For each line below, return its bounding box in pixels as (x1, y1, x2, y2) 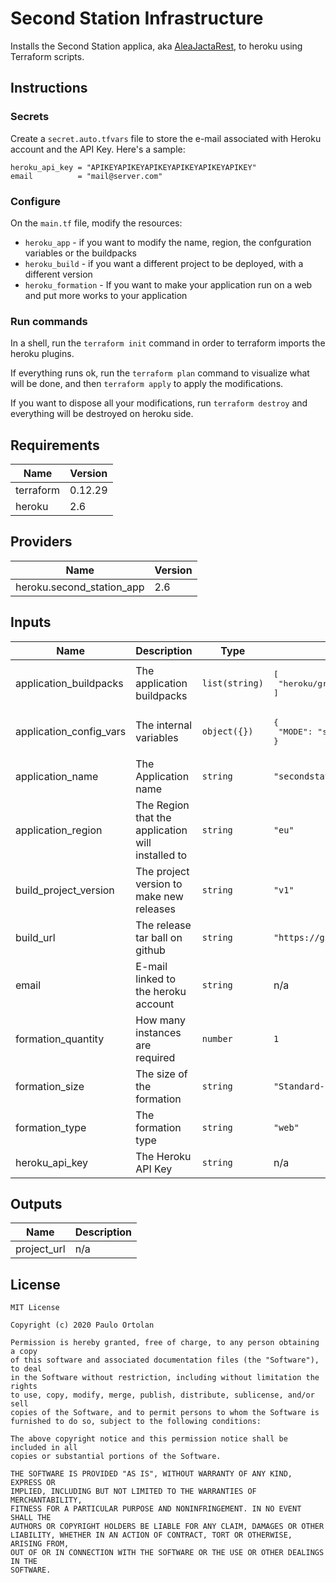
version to (135, 877, 183, 891)
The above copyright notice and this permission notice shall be (10, 1434, 288, 1444)
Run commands (10, 314, 88, 328)
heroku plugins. (10, 348, 75, 360)
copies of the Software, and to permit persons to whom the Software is (10, 1408, 320, 1418)
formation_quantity (15, 1032, 105, 1046)
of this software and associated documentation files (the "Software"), (10, 1355, 320, 1366)
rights (10, 1382, 38, 1392)
